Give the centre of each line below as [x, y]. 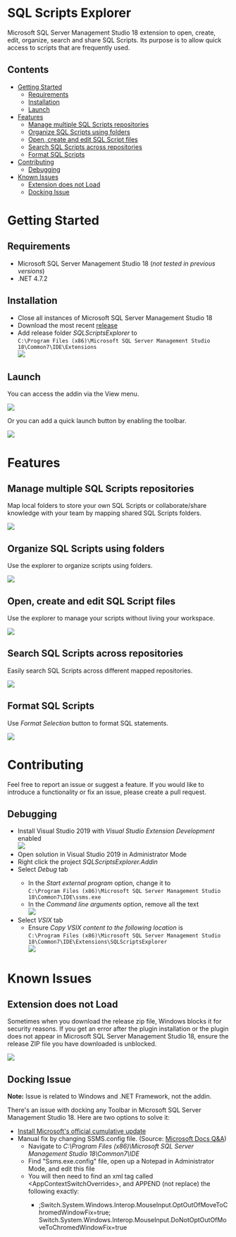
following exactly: [54, 1191]
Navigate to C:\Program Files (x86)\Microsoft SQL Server [111, 1147]
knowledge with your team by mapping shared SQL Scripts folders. [105, 513]
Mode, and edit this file [61, 1169]
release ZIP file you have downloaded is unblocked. [82, 1044]
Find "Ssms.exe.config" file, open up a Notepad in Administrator [121, 1161]
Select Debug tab [43, 870]
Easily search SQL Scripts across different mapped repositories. [100, 670]
